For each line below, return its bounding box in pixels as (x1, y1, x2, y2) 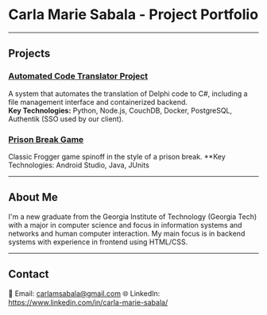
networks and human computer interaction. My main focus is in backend (8, 229, 246, 238)
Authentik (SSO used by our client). (8, 113, 124, 124)
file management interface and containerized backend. (8, 97, 188, 106)
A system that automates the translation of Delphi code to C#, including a (8, 89, 248, 98)
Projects (8, 47, 51, 60)
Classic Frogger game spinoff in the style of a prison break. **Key (8, 152, 226, 161)
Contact (8, 267, 49, 281)
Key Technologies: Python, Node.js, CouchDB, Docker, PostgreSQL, (8, 106, 233, 115)
